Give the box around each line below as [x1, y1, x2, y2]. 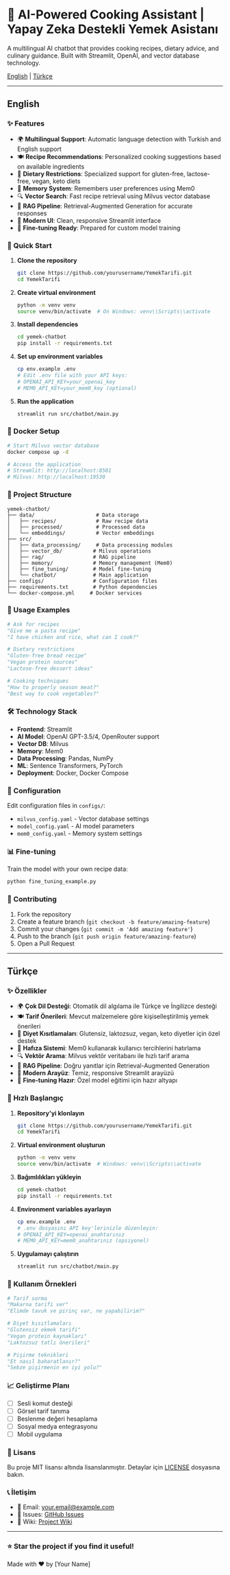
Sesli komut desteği [16, 1399, 73, 1407]
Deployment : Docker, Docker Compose [16, 769, 129, 777]
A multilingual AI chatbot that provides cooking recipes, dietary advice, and [7, 44, 219, 52]
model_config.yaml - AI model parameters [16, 822, 135, 830]
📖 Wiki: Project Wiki [16, 1517, 73, 1526]
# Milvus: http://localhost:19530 [7, 474, 106, 481]
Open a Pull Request [16, 939, 75, 948]
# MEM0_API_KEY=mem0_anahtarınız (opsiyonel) [16, 1238, 149, 1245]
